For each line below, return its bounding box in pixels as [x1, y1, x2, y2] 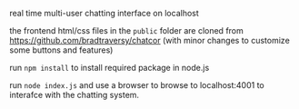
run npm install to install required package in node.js [9, 63, 210, 73]
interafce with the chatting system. [9, 90, 139, 100]
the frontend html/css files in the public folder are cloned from [9, 25, 244, 35]
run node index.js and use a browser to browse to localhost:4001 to [9, 80, 265, 90]
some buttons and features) [9, 45, 114, 55]
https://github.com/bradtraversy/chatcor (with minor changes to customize [9, 35, 291, 45]
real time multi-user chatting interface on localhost [9, 8, 200, 18]
